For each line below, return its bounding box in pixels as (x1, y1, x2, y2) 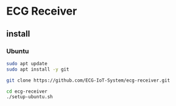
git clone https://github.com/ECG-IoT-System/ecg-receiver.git (6, 77, 171, 83)
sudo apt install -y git (6, 66, 69, 72)
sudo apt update (6, 60, 48, 66)
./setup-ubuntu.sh (6, 94, 53, 100)
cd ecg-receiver (6, 88, 48, 94)
